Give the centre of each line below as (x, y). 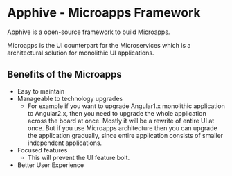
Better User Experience (51, 165)
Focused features (42, 150)
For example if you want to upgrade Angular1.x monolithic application (126, 106)
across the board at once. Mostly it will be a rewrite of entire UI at (121, 121)
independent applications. (65, 143)
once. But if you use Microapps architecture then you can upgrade (122, 128)
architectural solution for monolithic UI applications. (81, 53)
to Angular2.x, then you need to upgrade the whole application (117, 113)
